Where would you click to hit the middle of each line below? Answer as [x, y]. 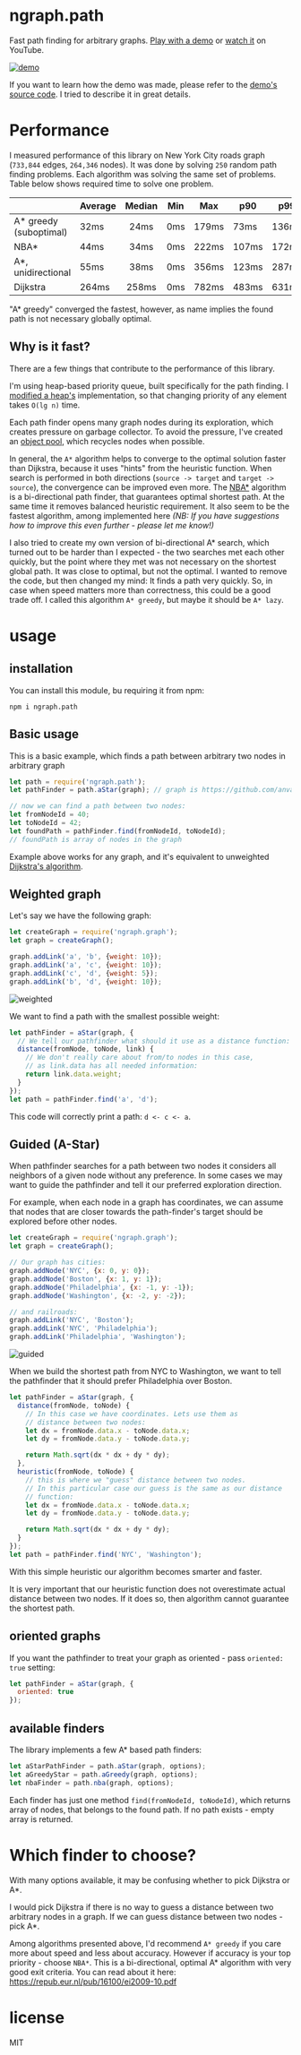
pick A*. [25, 1926]
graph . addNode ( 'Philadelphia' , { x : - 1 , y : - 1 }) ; [102, 1287]
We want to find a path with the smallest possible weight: [114, 1016]
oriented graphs [55, 1636]
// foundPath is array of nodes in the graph [95, 839]
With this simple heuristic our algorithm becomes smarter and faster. [136, 1571]
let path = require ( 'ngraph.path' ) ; [77, 782]
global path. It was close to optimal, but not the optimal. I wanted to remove [148, 571]
